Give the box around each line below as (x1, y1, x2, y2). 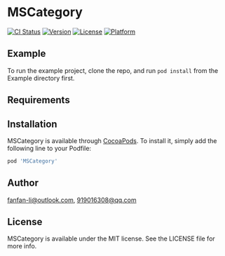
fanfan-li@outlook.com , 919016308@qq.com (7, 196, 137, 204)
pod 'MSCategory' (7, 157, 58, 165)
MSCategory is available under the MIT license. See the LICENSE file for (7, 234, 215, 243)
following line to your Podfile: (7, 144, 92, 152)
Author (7, 177, 39, 189)
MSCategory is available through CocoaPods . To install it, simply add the (7, 136, 217, 144)
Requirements (7, 94, 70, 106)
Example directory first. (7, 74, 75, 82)
